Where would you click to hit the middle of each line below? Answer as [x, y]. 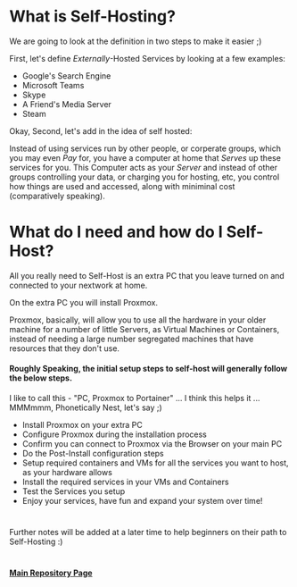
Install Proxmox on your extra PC [82, 425]
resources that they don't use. [65, 348]
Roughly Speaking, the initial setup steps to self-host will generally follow [148, 369]
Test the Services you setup [74, 491]
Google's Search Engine [66, 75]
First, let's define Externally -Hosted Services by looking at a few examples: [147, 58]
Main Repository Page [51, 573]
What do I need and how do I [116, 232]
